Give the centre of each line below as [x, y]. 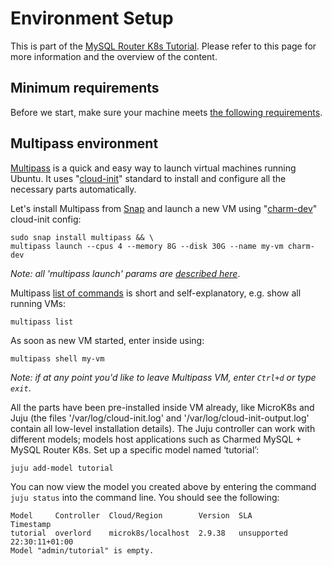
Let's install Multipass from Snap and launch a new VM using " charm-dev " [164, 208]
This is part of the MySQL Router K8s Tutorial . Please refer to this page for [163, 46]
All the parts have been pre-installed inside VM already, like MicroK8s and [162, 407]
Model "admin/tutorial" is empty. [82, 550]
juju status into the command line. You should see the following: [145, 497]
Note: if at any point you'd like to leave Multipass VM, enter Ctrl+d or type [163, 377]
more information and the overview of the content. [114, 56]
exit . [21, 388]
